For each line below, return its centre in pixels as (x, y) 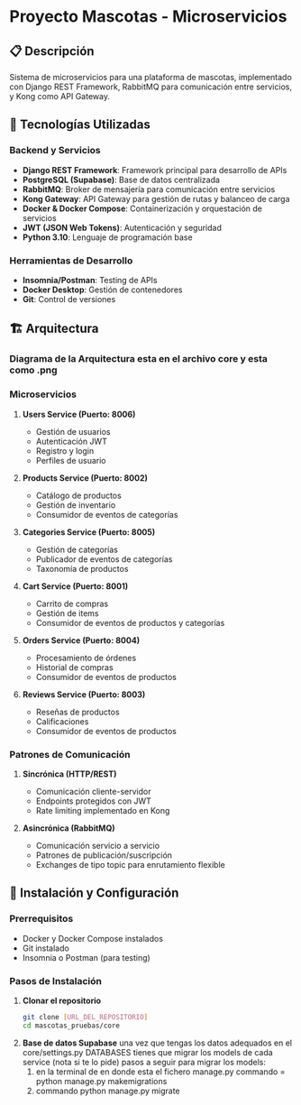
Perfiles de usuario (71, 460)
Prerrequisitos (41, 919)
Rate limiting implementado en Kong (103, 810)
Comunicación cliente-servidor (93, 791)
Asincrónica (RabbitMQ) (68, 828)
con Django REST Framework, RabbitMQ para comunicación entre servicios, (151, 87)
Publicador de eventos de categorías (104, 559)
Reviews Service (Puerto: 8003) (84, 694)
